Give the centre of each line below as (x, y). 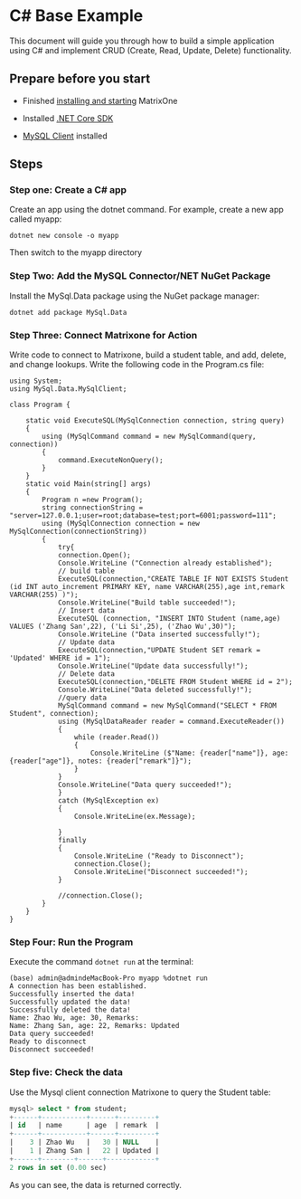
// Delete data (86, 674)
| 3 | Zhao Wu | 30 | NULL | (85, 1142)
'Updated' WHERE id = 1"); (60, 658)
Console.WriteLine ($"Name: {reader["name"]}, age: (189, 753)
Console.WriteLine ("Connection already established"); (165, 563)
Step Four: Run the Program (71, 942)
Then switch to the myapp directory (76, 252)
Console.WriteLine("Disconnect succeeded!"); (161, 872)
